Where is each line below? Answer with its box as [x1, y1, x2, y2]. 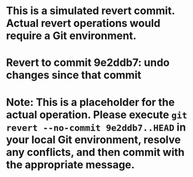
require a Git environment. [6, 29, 137, 42]
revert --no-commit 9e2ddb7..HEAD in [6, 121, 187, 133]
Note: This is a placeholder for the [6, 95, 175, 109]
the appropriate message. [6, 158, 135, 171]
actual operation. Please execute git [6, 108, 188, 121]
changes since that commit [6, 69, 142, 82]
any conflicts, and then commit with [6, 145, 185, 159]
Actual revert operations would [6, 16, 161, 30]
